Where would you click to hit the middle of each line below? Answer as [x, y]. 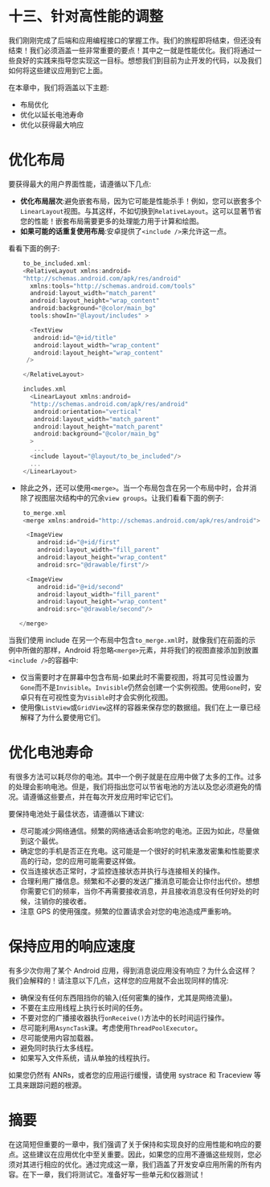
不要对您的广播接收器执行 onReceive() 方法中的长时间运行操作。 [124, 1017]
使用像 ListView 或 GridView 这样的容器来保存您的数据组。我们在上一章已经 [140, 707]
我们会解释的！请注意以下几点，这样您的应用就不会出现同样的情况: [119, 980]
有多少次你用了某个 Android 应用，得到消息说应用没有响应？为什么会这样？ [133, 970]
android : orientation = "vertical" [88, 411]
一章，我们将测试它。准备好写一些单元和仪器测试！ [121, 1174]
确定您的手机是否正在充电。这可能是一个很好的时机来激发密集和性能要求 [139, 851]
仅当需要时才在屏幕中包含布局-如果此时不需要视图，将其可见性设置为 [134, 677]
